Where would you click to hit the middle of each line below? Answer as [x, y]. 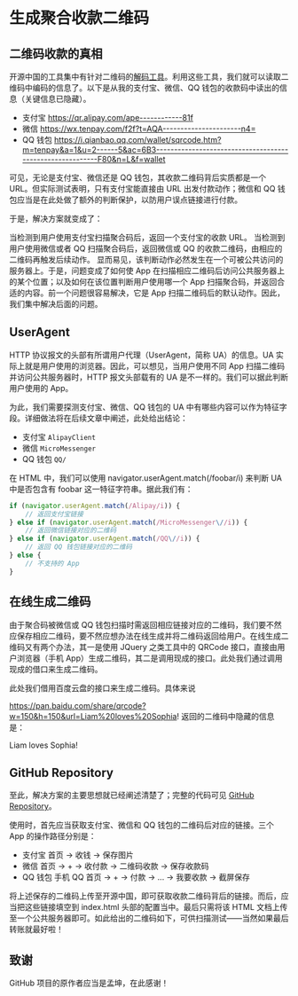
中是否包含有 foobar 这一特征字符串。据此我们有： [101, 489]
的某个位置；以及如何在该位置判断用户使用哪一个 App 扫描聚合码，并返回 [143, 282]
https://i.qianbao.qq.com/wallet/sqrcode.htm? [138, 140]
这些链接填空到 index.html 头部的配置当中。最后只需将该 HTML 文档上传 [156, 907]
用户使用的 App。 [41, 388]
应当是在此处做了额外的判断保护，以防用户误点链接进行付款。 [129, 200]
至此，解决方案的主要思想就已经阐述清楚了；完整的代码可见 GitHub [132, 796]
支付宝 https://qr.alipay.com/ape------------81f [107, 118]
